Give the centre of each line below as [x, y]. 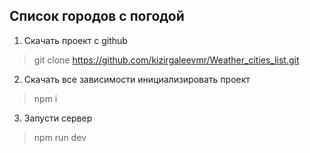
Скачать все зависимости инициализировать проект [137, 79]
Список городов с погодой [97, 16]
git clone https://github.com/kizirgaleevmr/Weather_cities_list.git [166, 60]
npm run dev [60, 137]
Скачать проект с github [75, 40]
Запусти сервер [58, 118]
